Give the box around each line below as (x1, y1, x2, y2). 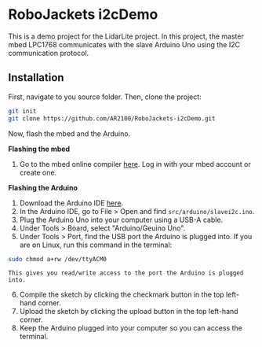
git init (8, 107, 37, 115)
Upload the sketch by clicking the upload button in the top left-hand (19, 307, 238, 316)
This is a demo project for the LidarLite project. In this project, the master (8, 31, 245, 41)
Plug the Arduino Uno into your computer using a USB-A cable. (19, 215, 224, 224)
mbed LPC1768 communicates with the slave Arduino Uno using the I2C (8, 39, 241, 49)
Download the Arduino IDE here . (19, 198, 124, 208)
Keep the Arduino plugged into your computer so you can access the (19, 323, 243, 333)
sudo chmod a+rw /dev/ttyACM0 (8, 255, 107, 263)
